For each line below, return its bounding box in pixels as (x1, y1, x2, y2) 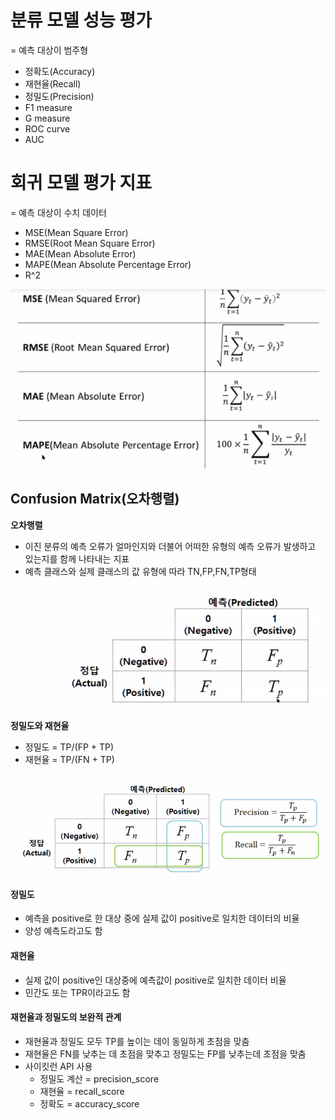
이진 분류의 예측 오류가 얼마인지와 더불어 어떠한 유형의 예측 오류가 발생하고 (24, 540, 317, 552)
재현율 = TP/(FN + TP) (24, 754, 115, 766)
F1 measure (24, 101, 73, 113)
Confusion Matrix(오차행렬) (10, 491, 180, 508)
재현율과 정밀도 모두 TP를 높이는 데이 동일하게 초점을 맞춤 (24, 1035, 250, 1047)
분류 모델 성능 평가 (10, 9, 152, 32)
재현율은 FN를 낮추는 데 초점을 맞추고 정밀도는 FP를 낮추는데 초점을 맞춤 (24, 1047, 307, 1060)
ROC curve (24, 122, 71, 135)
